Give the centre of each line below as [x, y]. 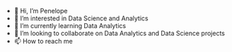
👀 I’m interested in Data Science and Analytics [81, 18]
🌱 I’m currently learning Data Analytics [70, 26]
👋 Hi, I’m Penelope [41, 11]
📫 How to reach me [43, 41]
